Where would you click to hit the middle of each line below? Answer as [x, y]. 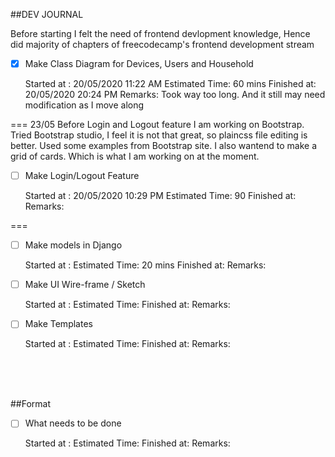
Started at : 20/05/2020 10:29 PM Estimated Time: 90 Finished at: [160, 196]
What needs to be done [73, 423]
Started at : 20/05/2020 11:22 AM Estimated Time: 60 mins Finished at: [170, 84]
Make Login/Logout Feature [82, 176]
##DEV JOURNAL [47, 14]
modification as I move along [84, 105]
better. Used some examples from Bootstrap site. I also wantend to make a [164, 146]
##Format [31, 404]
